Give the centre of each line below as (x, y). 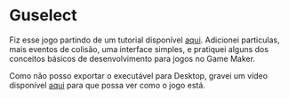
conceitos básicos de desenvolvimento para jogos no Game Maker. (132, 58)
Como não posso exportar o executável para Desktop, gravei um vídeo (139, 75)
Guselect (43, 15)
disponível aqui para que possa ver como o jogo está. (108, 85)
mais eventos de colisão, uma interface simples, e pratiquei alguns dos (139, 49)
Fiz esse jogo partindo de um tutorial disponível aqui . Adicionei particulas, (144, 40)
